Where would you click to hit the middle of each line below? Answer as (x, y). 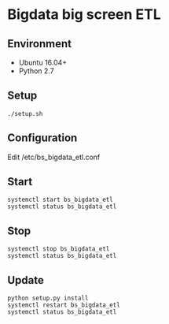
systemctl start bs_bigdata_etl (60, 200)
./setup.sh (25, 114)
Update (26, 280)
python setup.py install (48, 298)
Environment (40, 44)
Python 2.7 (36, 71)
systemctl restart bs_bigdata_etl (64, 305)
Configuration (42, 138)
